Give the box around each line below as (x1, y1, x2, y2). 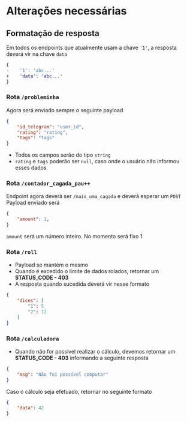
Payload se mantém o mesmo (14, 261, 89, 268)
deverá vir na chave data (6, 50, 68, 58)
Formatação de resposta (6, 28, 100, 38)
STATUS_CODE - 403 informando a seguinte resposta (14, 354, 149, 361)
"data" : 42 (17, 405, 44, 411)
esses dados (14, 164, 47, 172)
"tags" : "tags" (17, 135, 55, 141)
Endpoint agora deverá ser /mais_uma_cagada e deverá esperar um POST (6, 193, 181, 200)
